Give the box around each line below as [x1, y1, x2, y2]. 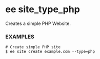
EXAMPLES [5, 33, 34, 40]
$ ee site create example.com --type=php [5, 49, 95, 54]
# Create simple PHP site [5, 45, 61, 50]
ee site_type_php [5, 4, 81, 15]
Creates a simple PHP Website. [5, 20, 71, 26]
